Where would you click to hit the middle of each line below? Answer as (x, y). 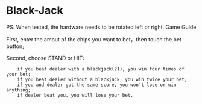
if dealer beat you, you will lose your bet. (75, 95)
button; (15, 46)
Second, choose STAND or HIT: (45, 58)
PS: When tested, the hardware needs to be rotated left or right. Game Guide (101, 27)
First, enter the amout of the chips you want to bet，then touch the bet (94, 39)
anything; (19, 90)
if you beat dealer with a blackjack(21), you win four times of (101, 69)
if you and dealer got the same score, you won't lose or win (97, 85)
